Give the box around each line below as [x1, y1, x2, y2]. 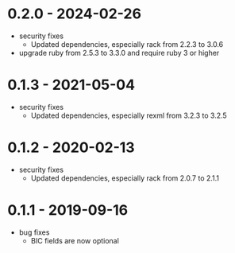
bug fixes [18, 228, 50, 237]
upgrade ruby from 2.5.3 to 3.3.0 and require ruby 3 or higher [18, 48, 220, 57]
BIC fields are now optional [30, 235, 120, 245]
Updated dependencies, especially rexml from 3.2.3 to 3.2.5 [30, 111, 227, 120]
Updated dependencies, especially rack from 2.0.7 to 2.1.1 [30, 173, 220, 183]
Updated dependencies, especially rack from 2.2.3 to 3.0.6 [30, 39, 224, 49]
